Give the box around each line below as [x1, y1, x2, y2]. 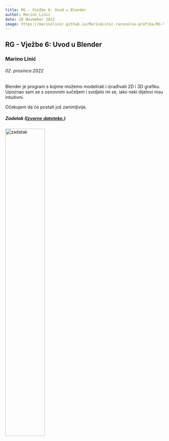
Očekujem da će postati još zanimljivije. [5, 104, 87, 110]
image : [5, 21, 19, 27]
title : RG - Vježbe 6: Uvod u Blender [5, 7, 87, 13]
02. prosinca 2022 [5, 68, 44, 74]
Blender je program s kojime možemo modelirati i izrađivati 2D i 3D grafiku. [5, 83, 160, 89]
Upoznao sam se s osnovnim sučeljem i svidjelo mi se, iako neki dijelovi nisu [5, 89, 163, 95]
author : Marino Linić [5, 12, 51, 17]
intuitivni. [5, 94, 24, 100]
